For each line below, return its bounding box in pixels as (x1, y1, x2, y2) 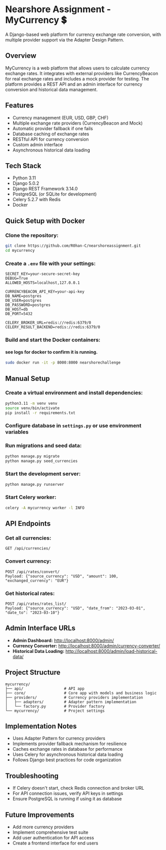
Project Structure (5, 668, 61, 677)
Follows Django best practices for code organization (12, 757, 122, 763)
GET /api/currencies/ (5, 546, 51, 551)
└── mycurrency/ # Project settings (5, 708, 105, 713)
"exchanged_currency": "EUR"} (5, 578, 69, 583)
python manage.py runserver (5, 482, 65, 487)
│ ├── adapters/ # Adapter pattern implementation (5, 699, 137, 705)
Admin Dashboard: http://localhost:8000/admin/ (12, 637, 115, 643)
